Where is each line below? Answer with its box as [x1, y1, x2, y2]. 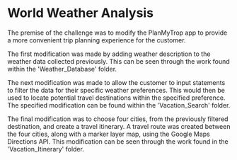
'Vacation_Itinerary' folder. [7, 144, 85, 153]
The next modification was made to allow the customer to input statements [7, 78, 226, 86]
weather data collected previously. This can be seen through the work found [7, 57, 230, 65]
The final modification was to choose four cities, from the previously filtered [7, 115, 229, 123]
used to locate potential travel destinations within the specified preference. [7, 93, 226, 102]
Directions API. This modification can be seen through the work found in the [7, 137, 229, 146]
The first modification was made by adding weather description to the [7, 50, 211, 58]
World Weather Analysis [7, 5, 154, 21]
